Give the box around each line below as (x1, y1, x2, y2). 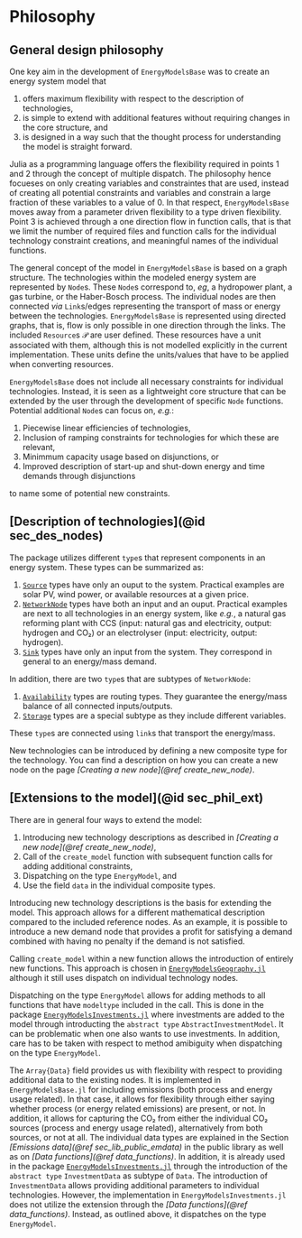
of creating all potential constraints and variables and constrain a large (9, 188, 271, 198)
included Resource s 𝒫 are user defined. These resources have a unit (9, 329, 261, 340)
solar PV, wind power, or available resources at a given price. (22, 588, 250, 599)
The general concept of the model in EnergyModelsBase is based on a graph (9, 263, 288, 273)
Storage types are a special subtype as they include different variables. (22, 710, 287, 721)
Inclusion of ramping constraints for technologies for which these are (22, 432, 279, 443)
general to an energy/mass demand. (22, 656, 158, 667)
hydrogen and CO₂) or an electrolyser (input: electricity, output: (22, 627, 258, 638)
